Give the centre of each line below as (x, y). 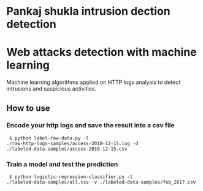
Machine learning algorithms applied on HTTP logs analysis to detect (94, 82)
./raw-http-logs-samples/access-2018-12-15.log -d (72, 143)
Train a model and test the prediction (62, 164)
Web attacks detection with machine (102, 52)
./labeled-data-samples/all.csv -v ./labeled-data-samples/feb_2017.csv (101, 182)
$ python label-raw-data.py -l (49, 138)
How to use (28, 108)
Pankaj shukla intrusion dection (88, 11)
